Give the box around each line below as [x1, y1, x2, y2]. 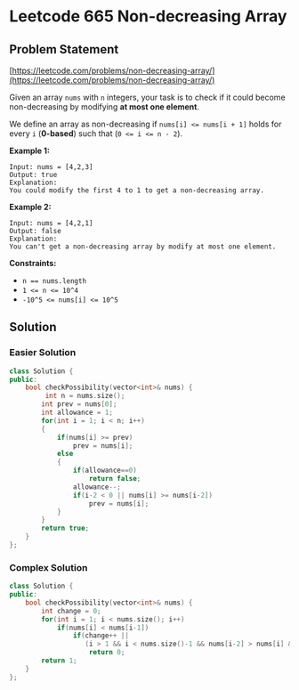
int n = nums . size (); [44, 392, 125, 401]
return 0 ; [88, 648, 125, 657]
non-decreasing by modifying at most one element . [9, 101, 200, 112]
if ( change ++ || [72, 631, 129, 640]
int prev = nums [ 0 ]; [41, 400, 117, 409]
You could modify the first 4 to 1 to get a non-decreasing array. [9, 186, 265, 195]
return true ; [41, 524, 90, 533]
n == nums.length [21, 277, 87, 286]
